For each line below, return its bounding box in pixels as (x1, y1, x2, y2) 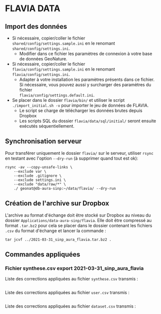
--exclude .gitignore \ (14, 173, 62, 178)
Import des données (5, 22, 67, 31)
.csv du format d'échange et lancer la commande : (5, 227, 107, 234)
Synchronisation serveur (5, 137, 82, 146)
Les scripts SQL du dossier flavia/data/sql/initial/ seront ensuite (19, 118, 156, 124)
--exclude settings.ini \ (14, 177, 66, 183)
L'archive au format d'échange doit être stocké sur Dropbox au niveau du (5, 212, 151, 218)
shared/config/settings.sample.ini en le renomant (12, 40, 115, 46)
